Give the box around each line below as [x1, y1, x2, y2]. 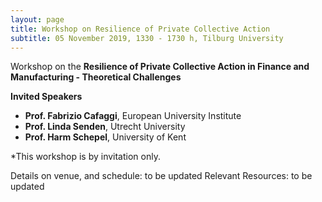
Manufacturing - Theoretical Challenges [10, 71, 182, 83]
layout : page [10, 14, 65, 25]
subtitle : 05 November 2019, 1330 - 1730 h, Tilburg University [10, 33, 284, 43]
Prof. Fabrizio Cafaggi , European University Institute [24, 110, 242, 122]
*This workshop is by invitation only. [10, 151, 161, 163]
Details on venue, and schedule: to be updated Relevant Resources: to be [10, 170, 313, 182]
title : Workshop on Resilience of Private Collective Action [10, 24, 271, 34]
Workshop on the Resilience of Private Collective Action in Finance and [10, 61, 310, 73]
